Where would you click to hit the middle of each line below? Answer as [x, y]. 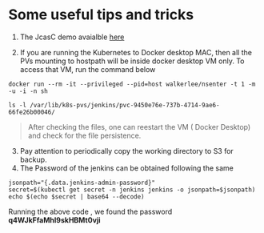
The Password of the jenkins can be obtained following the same [126, 168]
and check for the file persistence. [84, 135]
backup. [33, 159]
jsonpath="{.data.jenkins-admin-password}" [82, 183]
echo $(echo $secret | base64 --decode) [77, 197]
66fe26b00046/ [32, 112]
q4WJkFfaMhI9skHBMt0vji [55, 220]
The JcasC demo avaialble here [72, 37]
